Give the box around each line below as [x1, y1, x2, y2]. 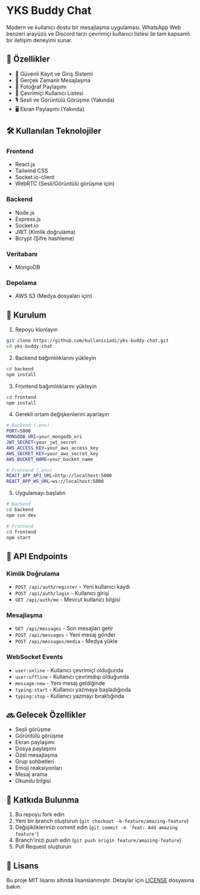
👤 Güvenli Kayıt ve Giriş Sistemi [15, 70, 93, 77]
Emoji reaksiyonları [15, 764, 62, 772]
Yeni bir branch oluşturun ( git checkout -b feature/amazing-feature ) [15, 818, 189, 825]
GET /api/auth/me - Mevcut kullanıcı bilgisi [15, 596, 121, 603]
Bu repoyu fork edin [15, 811, 65, 818]
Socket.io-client [15, 174, 55, 181]
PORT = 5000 [6, 428, 31, 434]
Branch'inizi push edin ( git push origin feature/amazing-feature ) [15, 836, 182, 844]
